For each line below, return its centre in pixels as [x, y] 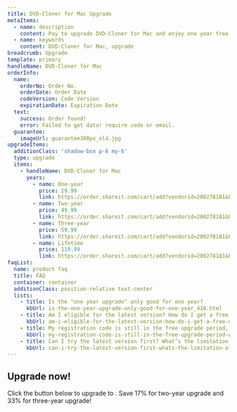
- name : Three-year [61, 223]
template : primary [34, 60]
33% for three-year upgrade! [49, 401]
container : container [45, 282]
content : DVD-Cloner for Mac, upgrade [77, 46]
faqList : [20, 263]
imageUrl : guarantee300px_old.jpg [71, 138]
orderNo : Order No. [49, 86]
